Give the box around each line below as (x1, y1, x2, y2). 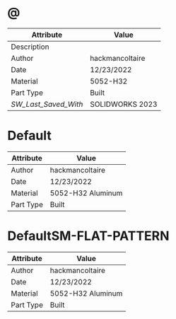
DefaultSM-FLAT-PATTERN (7, 228, 170, 244)
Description (11, 42, 49, 52)
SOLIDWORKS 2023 (89, 99, 158, 109)
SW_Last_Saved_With (11, 99, 83, 109)
